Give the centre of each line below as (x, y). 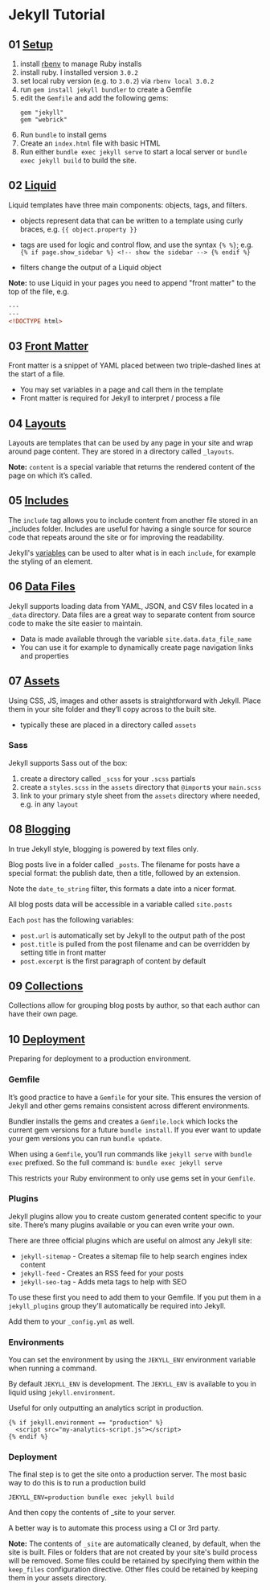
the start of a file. (37, 374)
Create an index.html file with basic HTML (90, 143)
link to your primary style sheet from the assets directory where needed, (140, 795)
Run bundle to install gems (63, 135)
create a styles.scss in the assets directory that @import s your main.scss (141, 787)
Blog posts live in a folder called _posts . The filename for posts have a (124, 864)
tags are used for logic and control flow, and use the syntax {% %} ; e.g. (137, 244)
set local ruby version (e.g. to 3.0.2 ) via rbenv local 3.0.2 (117, 81)
